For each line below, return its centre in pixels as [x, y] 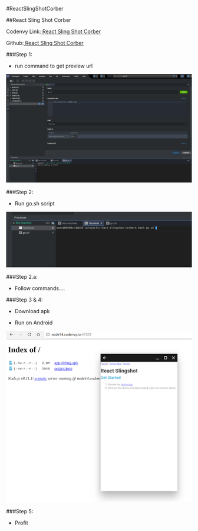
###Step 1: [19, 54]
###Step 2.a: [22, 276]
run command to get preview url [54, 66]
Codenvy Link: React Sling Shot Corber [54, 31]
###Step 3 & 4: [24, 300]
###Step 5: [20, 511]
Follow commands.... [40, 288]
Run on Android [34, 323]
